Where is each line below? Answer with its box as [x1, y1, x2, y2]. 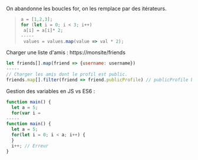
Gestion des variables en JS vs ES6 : [6, 87, 95, 94]
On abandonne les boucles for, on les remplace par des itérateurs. [6, 5, 167, 12]
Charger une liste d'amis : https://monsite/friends [6, 49, 126, 56]
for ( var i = [11, 110, 41, 116]
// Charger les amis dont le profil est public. [6, 71, 128, 77]
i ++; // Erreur [11, 143, 49, 149]
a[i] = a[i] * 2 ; [23, 27, 64, 33]
